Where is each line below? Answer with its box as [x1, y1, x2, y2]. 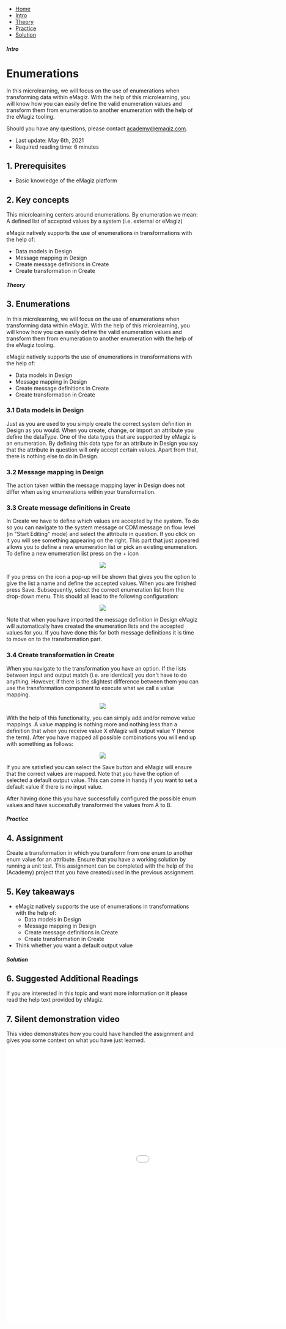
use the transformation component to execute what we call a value [6, 684, 174, 691]
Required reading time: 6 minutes [15, 143, 99, 151]
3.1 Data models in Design [6, 406, 84, 415]
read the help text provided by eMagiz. [6, 996, 104, 1003]
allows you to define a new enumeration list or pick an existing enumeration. [6, 543, 198, 551]
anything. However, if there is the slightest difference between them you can [6, 677, 199, 685]
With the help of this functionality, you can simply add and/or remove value [6, 714, 196, 721]
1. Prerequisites [6, 160, 67, 171]
